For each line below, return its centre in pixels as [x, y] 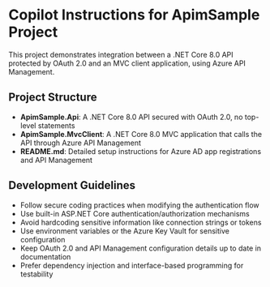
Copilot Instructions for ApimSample [134, 15]
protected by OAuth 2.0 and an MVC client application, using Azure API [127, 63]
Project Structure [53, 98]
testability [36, 274]
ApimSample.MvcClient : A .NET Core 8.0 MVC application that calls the [141, 134]
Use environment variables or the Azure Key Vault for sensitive [124, 231]
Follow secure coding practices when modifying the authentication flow [139, 205]
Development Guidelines [72, 185]
